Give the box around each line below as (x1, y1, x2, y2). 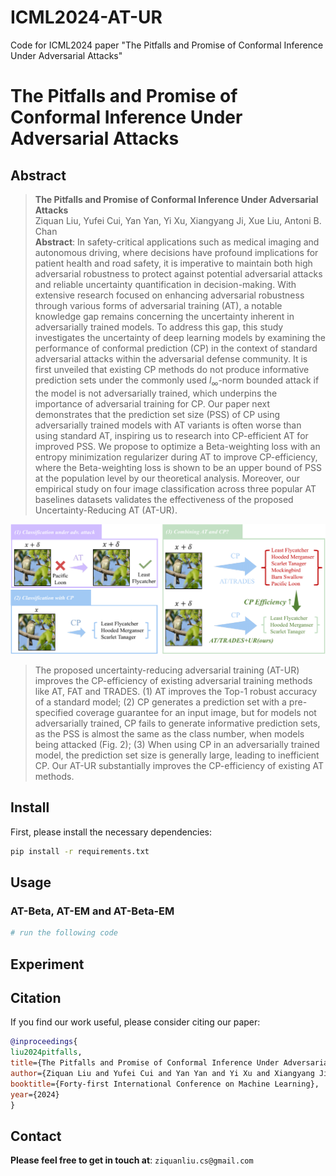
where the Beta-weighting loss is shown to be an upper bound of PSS (34, 461, 322, 473)
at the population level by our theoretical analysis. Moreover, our (34, 472, 300, 484)
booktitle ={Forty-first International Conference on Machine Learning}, (10, 1079, 320, 1089)
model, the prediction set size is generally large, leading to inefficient (34, 749, 320, 761)
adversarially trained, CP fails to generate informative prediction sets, (34, 717, 321, 729)
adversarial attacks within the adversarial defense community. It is (34, 352, 308, 365)
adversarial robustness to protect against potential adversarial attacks (34, 267, 323, 280)
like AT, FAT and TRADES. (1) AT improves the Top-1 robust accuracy (34, 685, 318, 697)
